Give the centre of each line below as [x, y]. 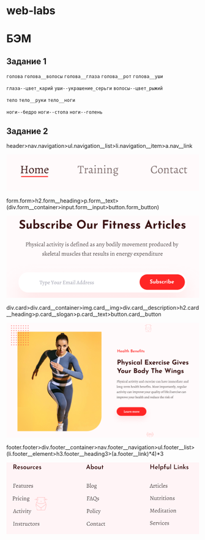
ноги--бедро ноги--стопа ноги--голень [54, 112]
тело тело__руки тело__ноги [41, 101]
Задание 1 [27, 61]
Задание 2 [27, 131]
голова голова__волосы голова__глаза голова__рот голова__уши [85, 77]
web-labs [31, 11]
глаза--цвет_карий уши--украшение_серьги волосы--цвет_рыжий [85, 89]
